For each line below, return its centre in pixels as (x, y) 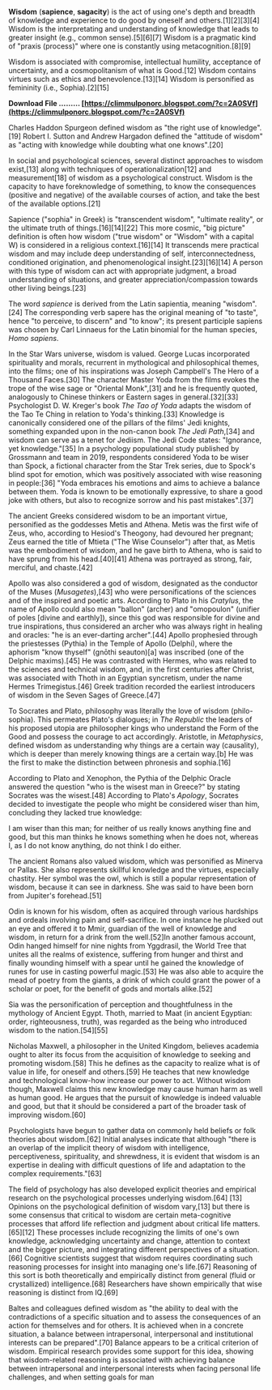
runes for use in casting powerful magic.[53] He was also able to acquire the (136, 972)
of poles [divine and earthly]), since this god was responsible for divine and (134, 618)
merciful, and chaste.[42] (51, 567)
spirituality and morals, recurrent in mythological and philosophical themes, (134, 362)
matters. (246, 1224)
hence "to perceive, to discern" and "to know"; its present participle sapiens (136, 321)
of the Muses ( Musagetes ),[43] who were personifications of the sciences (132, 592)
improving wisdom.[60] (47, 1115)
